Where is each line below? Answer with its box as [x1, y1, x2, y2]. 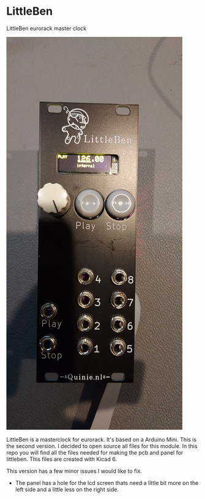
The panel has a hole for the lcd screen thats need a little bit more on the [15, 479, 199, 486]
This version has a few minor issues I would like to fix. [6, 467, 142, 474]
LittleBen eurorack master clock [6, 25, 87, 32]
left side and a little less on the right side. [15, 485, 119, 493]
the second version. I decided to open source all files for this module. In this [6, 442, 198, 449]
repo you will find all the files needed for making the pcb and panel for [6, 449, 184, 456]
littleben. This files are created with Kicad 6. [6, 455, 117, 463]
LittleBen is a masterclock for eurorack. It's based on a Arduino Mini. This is [6, 436, 197, 443]
